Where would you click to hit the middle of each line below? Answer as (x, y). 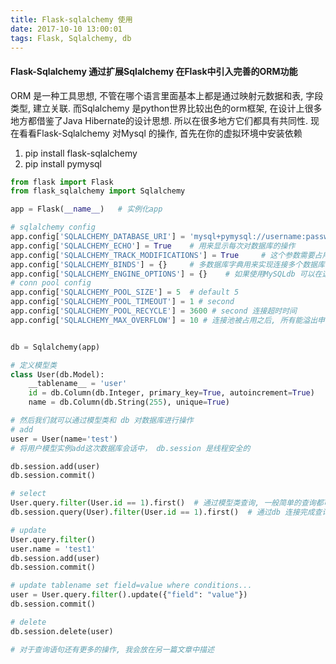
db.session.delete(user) (62, 631)
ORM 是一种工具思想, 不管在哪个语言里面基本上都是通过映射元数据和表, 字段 (167, 95)
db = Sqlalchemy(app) (55, 347)
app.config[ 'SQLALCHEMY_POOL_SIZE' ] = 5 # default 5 (125, 292)
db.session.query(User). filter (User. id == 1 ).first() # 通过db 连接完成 (162, 512)
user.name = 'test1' (53, 549)
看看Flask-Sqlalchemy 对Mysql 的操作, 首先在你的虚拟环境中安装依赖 (160, 133)
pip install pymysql (63, 163)
